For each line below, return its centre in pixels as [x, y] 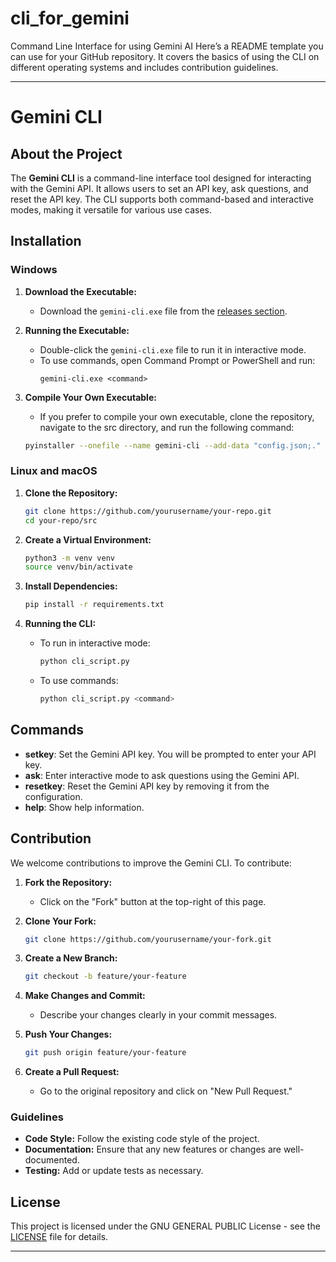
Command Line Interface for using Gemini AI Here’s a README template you [167, 46]
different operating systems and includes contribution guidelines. [144, 67]
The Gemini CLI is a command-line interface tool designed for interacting [161, 178]
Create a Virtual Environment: [88, 539]
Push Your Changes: [68, 1034]
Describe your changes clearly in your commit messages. [158, 1015]
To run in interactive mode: [95, 643]
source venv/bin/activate [78, 567]
